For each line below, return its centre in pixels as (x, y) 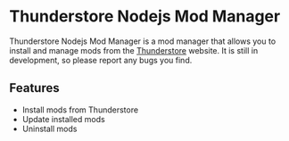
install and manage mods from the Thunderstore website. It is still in (134, 50)
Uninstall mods (50, 129)
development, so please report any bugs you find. (101, 60)
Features (34, 88)
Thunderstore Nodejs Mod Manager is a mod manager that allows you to (143, 41)
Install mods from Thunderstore (80, 110)
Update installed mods (63, 119)
